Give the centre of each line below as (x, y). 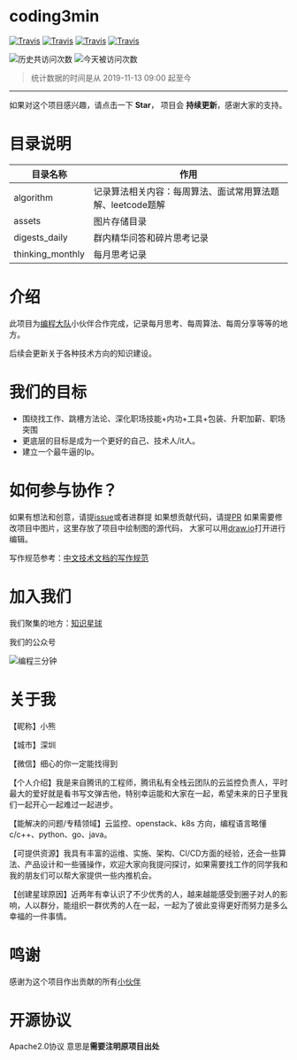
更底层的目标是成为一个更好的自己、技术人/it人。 (111, 441)
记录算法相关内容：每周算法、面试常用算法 (182, 191)
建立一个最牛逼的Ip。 (61, 451)
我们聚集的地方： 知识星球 (56, 623)
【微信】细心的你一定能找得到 (63, 764)
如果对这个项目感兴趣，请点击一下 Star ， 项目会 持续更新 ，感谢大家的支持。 (148, 104)
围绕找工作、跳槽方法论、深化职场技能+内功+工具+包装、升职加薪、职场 (153, 419)
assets (27, 220)
